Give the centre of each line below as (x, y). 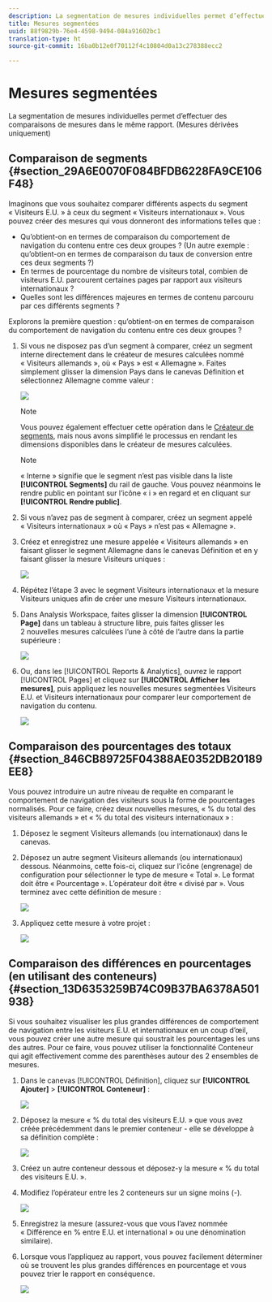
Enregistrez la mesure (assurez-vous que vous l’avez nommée (124, 1223)
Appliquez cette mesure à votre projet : (85, 923)
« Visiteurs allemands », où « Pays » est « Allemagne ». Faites (123, 363)
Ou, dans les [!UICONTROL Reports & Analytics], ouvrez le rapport (131, 671)
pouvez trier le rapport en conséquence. (87, 1274)
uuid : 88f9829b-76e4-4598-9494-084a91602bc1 (85, 31)
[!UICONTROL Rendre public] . (71, 501)
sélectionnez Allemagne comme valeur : (87, 380)
